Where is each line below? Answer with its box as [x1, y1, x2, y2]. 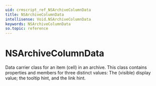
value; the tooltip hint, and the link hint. [5, 75, 86, 81]
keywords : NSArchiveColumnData [5, 21, 71, 27]
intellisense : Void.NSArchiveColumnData [5, 17, 92, 22]
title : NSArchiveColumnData [5, 12, 64, 17]
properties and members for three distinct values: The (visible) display [5, 70, 151, 76]
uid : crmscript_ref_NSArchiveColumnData [5, 7, 92, 13]
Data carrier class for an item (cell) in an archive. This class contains [5, 64, 147, 70]
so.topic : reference [5, 26, 49, 31]
